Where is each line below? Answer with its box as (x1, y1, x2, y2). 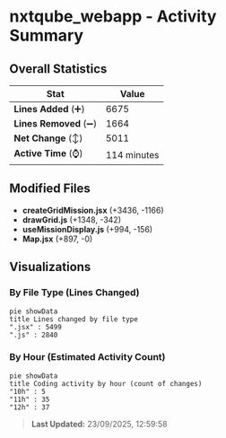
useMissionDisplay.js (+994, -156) (22, 223, 153, 234)
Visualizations (9, 259, 91, 275)
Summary (9, 25, 83, 46)
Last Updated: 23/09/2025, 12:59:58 (30, 418, 168, 429)
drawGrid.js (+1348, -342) (22, 214, 122, 225)
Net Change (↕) (13, 132, 83, 145)
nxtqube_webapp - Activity (9, 6, 217, 27)
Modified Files (9, 181, 91, 197)
